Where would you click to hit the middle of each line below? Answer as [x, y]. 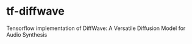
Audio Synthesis [27, 34]
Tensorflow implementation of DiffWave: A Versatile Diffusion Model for [96, 28]
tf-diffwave [36, 11]
